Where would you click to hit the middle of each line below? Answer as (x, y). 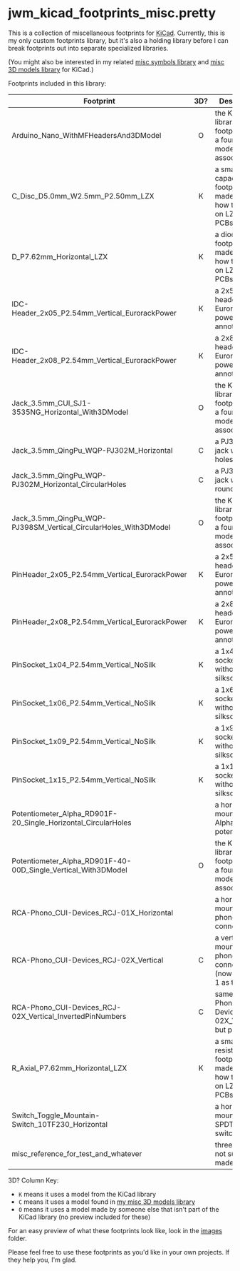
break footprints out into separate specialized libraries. (88, 48)
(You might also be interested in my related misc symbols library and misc (116, 61)
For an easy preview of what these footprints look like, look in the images (115, 1230)
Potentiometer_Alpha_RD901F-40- (72, 860)
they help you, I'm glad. (42, 1260)
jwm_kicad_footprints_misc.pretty (112, 13)
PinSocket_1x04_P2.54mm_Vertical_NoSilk (84, 664)
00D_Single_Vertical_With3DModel (69, 870)
